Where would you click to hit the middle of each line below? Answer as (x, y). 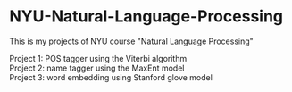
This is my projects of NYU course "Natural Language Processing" (132, 41)
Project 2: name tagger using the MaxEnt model (97, 68)
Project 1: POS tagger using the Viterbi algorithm (98, 58)
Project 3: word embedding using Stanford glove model (111, 77)
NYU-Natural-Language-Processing (146, 17)
